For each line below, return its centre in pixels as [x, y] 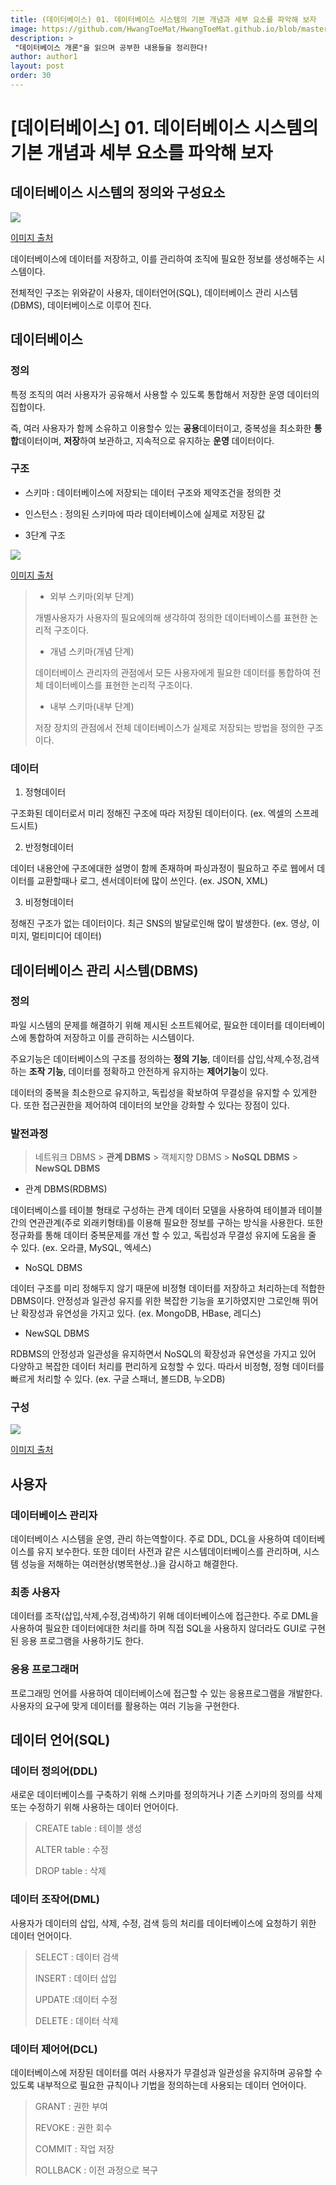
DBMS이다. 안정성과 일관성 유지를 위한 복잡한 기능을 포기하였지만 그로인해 [155, 1301]
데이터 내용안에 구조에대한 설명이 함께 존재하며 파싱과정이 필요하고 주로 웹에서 [162, 868]
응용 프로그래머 [45, 1669]
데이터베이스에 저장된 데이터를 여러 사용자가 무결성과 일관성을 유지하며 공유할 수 [166, 2072]
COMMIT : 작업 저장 [74, 2149]
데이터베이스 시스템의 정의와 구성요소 [118, 192]
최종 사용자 [35, 1593]
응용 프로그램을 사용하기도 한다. [82, 1641]
